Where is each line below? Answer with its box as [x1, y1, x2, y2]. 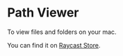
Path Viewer [7, 5, 79, 21]
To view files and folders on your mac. [7, 28, 117, 36]
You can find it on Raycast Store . [7, 41, 101, 49]
